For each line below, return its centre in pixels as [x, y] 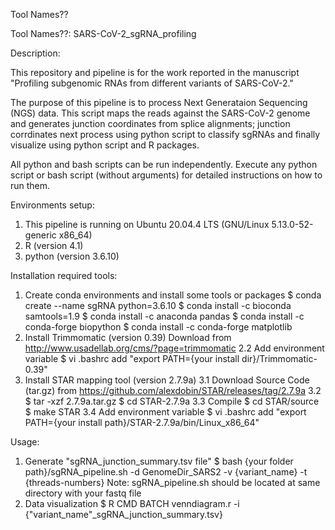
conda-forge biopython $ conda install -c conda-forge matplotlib [158, 327]
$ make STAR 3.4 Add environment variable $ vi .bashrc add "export [165, 412]
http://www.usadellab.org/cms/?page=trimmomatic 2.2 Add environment [174, 348]
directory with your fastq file [83, 493]
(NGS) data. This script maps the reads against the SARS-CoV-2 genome [160, 113]
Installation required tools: [64, 275]
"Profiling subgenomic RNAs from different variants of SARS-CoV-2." [152, 83]
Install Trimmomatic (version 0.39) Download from [128, 337]
